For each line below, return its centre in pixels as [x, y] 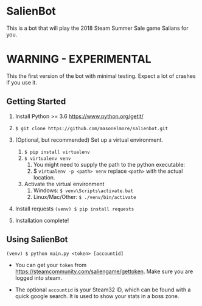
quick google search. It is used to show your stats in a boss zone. [97, 296]
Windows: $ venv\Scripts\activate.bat [83, 190]
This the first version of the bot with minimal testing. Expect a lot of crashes [101, 76]
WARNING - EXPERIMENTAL [79, 59]
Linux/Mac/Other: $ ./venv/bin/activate [85, 196]
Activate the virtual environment [64, 184]
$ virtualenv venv [47, 158]
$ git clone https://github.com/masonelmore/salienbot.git [92, 128]
